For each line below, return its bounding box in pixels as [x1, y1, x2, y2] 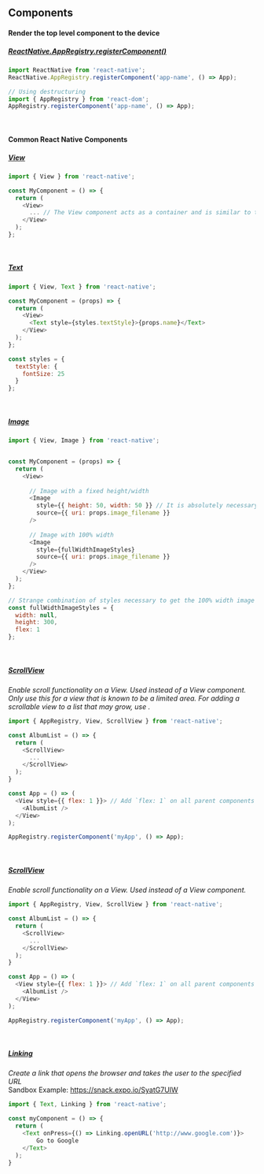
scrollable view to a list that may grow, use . [8, 702, 151, 711]
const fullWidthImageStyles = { [8, 604, 114, 611]
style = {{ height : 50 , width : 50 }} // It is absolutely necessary [36, 502, 258, 510]
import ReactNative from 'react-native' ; [8, 66, 146, 74]
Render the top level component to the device [8, 28, 160, 38]
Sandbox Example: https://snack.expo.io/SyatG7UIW [8, 1085, 178, 1094]
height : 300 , [15, 619, 58, 626]
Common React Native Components [8, 134, 128, 144]
